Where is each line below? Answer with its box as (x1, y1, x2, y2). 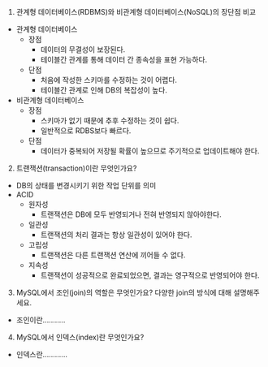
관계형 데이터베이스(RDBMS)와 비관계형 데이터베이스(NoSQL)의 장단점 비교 (15, 7, 257, 16)
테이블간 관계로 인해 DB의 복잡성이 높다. (40, 85, 168, 95)
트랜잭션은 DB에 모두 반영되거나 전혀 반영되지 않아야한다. (40, 209, 222, 219)
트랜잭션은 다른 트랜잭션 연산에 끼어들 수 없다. (40, 250, 186, 260)
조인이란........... (15, 315, 66, 325)
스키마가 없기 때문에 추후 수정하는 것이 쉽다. (40, 116, 179, 125)
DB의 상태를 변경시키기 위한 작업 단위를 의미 (15, 181, 157, 190)
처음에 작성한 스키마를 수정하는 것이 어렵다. (40, 76, 177, 84)
